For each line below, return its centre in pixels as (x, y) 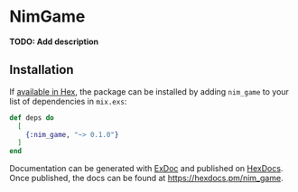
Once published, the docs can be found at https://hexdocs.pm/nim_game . (146, 178)
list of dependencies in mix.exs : (68, 101)
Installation (42, 70)
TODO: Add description (54, 41)
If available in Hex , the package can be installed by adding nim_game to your (149, 91)
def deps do (32, 118)
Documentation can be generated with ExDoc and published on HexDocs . (146, 169)
